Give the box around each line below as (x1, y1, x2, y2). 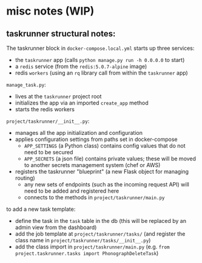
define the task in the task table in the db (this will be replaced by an (15, 217, 187, 224)
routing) (15, 174, 35, 182)
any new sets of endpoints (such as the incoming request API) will (24, 181, 189, 188)
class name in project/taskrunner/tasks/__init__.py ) (15, 237, 151, 244)
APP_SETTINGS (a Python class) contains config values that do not (24, 142, 186, 149)
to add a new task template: (6, 205, 76, 213)
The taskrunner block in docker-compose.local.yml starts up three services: (6, 44, 195, 52)
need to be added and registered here (24, 187, 120, 194)
